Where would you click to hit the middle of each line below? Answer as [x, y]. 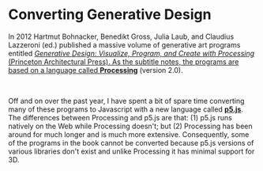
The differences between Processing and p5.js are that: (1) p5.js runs [120, 117]
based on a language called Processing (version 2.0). [96, 70]
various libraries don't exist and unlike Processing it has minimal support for [131, 151]
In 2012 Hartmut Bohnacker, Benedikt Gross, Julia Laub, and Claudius [121, 36]
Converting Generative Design [110, 15]
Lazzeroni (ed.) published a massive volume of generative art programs [124, 44]
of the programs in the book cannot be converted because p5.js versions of [131, 142]
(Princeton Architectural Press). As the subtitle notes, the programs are [124, 62]
